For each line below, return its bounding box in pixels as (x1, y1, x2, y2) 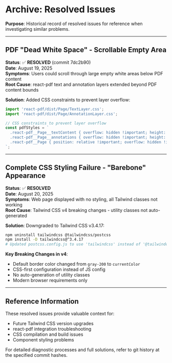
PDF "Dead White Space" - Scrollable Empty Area (5, 46, 167, 54)
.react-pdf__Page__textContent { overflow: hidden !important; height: (10, 130, 166, 135)
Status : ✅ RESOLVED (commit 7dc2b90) (5, 59, 91, 65)
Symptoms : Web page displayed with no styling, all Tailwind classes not (5, 196, 158, 202)
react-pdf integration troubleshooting (12, 326, 92, 332)
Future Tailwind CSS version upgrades (12, 321, 94, 326)
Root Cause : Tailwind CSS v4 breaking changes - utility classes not (5, 207, 148, 213)
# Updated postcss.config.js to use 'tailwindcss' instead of (5, 242, 141, 247)
